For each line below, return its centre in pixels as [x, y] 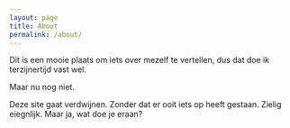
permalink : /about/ [46, 34]
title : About [34, 26]
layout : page [34, 18]
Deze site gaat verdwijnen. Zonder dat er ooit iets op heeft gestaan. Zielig [145, 105]
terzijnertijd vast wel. [48, 69]
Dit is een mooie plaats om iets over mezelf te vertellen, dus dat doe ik [140, 60]
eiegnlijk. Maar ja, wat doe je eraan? [76, 114]
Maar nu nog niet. [42, 87]
